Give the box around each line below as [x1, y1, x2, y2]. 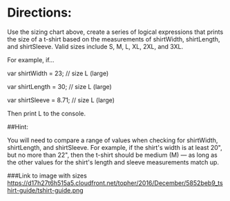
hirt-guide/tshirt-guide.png [7, 186, 84, 194]
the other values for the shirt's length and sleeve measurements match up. [7, 157, 220, 166]
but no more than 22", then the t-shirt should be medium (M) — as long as [7, 151, 218, 159]
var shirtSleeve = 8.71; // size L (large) [7, 95, 115, 104]
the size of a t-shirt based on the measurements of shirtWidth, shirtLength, [7, 35, 220, 43]
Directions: [7, 5, 73, 21]
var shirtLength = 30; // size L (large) [7, 82, 112, 90]
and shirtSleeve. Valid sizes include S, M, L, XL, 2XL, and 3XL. [7, 42, 184, 50]
